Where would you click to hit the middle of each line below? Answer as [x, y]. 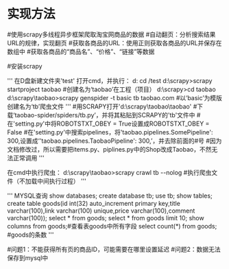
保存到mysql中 [28, 257]
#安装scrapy [25, 66]
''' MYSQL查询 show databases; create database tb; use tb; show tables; [110, 196]
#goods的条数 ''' [31, 235]
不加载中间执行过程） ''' [53, 181]
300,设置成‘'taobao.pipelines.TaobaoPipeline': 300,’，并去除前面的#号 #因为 [114, 141]
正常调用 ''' [28, 158]
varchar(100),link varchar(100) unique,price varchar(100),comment [101, 211]
